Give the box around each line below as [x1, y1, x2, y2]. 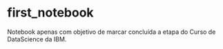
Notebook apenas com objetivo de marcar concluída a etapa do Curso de [7, 28, 216, 36]
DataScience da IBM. [7, 35, 67, 43]
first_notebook [7, 5, 95, 21]
